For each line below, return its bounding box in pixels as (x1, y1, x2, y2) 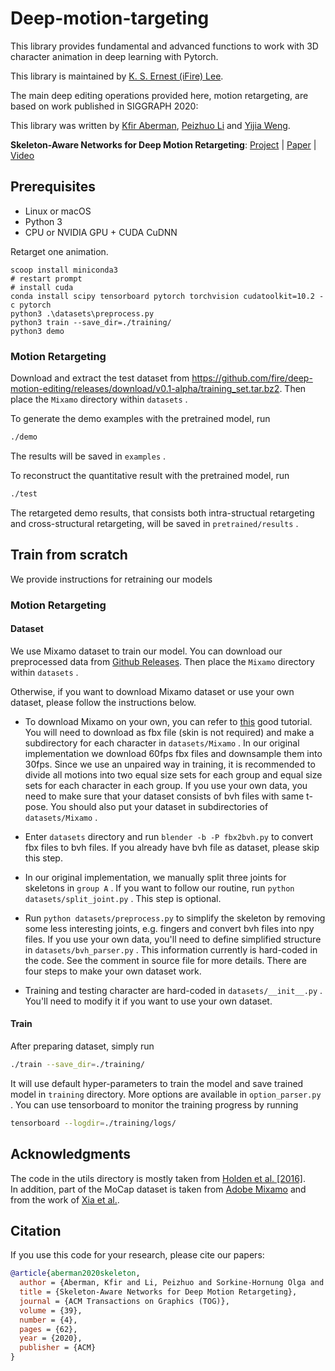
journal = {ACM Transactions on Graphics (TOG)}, (19, 1296, 230, 1306)
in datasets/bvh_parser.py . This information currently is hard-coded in (24, 943, 318, 956)
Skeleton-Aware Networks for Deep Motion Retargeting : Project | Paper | (10, 138, 317, 151)
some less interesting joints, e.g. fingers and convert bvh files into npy (24, 922, 315, 934)
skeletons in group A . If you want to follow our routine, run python (24, 882, 295, 894)
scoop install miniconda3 (10, 265, 118, 275)
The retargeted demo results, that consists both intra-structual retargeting (10, 507, 315, 519)
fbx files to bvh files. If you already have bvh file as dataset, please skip (24, 841, 320, 853)
